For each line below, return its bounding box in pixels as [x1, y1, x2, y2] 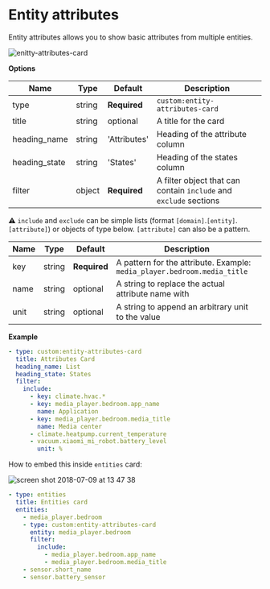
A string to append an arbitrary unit [116, 301, 249, 312]
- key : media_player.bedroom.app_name [29, 400, 160, 409]
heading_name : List [15, 363, 81, 371]
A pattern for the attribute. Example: [116, 256, 252, 268]
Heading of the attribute [156, 128, 247, 139]
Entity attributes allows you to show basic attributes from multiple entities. [8, 32, 253, 42]
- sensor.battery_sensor [22, 573, 106, 581]
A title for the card [156, 115, 225, 127]
